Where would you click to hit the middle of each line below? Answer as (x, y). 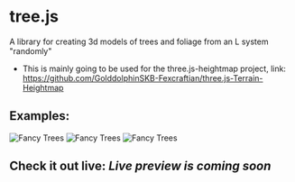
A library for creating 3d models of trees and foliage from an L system (139, 41)
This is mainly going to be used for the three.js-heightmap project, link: (154, 68)
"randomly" (31, 50)
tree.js (34, 17)
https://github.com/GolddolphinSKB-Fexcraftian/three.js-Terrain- (143, 77)
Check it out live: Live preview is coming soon (140, 166)
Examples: (40, 116)
